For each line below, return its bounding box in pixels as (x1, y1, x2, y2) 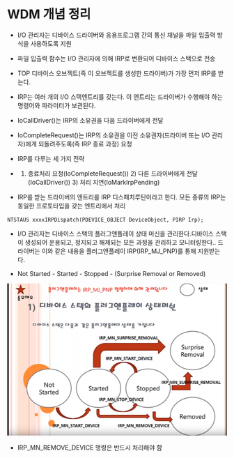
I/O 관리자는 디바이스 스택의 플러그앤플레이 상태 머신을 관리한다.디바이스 (17, 229, 214, 238)
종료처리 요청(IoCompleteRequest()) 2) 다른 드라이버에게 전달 (27, 169, 198, 178)
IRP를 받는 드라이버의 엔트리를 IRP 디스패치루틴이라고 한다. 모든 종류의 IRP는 (17, 192, 226, 201)
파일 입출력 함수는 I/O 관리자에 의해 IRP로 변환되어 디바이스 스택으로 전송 (17, 54, 216, 63)
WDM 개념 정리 (7, 6, 91, 22)
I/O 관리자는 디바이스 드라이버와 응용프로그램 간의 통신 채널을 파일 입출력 (17, 31, 216, 39)
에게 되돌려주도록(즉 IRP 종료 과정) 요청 (25, 139, 132, 148)
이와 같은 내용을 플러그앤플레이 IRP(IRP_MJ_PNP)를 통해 (41, 247, 196, 255)
